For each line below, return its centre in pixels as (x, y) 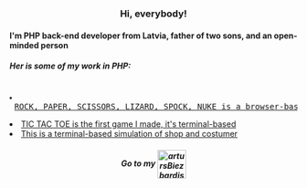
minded (24, 45)
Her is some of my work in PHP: (70, 66)
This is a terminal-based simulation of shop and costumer (130, 134)
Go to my (138, 163)
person (54, 45)
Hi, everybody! (153, 14)
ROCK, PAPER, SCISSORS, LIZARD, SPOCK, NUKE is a (127, 107)
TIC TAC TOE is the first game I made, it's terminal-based (129, 124)
